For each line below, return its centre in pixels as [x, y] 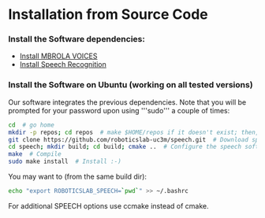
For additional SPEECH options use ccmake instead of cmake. [108, 205]
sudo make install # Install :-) [65, 162]
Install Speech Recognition [63, 65]
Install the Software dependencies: [77, 39]
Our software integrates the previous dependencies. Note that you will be [127, 102]
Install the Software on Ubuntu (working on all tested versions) [131, 85]
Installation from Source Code [108, 15]
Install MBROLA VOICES [58, 56]
